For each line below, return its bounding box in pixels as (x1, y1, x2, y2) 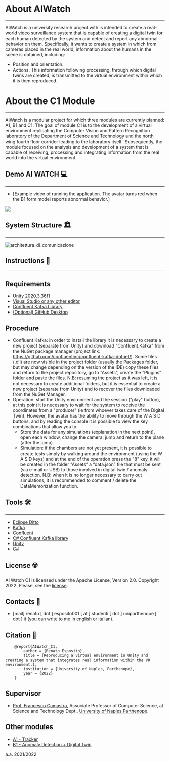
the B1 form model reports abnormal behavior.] (12, 196, 110, 202)
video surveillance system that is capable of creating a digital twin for (18, 30, 163, 36)
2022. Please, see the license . (5, 582, 68, 588)
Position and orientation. (12, 61, 64, 67)
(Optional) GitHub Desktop (12, 309, 68, 315)
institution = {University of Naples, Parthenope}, (23, 667, 135, 672)
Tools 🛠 (5, 498, 31, 507)
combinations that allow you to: (12, 423, 78, 429)
